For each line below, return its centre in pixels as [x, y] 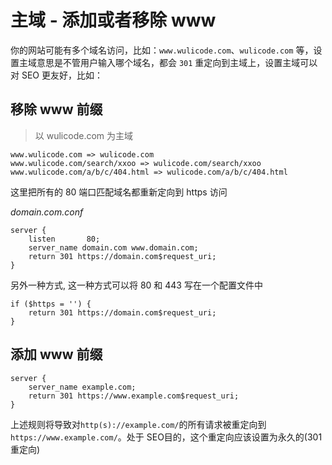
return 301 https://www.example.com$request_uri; [134, 396]
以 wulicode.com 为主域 [84, 135]
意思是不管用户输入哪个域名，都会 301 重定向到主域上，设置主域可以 [177, 62]
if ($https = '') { [51, 304]
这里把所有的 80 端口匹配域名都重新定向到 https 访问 [119, 192]
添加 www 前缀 [56, 354]
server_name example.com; [82, 387]
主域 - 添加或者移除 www [113, 20]
